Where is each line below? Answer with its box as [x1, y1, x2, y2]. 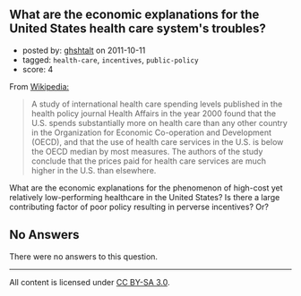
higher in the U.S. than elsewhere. [30, 165, 157, 175]
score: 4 [21, 63, 54, 74]
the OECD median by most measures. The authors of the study [30, 146, 263, 156]
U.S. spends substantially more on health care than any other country [30, 117, 288, 128]
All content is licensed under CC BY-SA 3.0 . [9, 276, 170, 287]
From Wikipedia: [9, 80, 70, 92]
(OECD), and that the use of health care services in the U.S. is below [30, 136, 284, 147]
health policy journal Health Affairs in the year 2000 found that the [30, 107, 276, 119]
